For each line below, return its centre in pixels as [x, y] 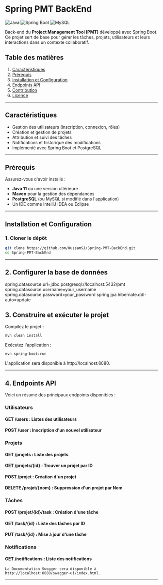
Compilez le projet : [24, 327]
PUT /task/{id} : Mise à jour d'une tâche [46, 534]
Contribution [24, 90]
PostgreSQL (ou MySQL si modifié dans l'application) [65, 199]
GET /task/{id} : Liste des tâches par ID [45, 523]
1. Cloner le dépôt [26, 238]
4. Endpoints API [31, 383]
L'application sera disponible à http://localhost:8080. [58, 363]
